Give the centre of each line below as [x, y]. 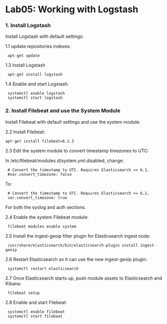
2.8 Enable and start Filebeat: [36, 302]
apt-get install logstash [35, 75]
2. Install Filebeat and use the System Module [63, 111]
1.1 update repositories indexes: [38, 47]
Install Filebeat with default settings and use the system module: [73, 122]
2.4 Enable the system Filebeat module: [47, 217]
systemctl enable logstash [36, 94]
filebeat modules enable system [42, 226]
